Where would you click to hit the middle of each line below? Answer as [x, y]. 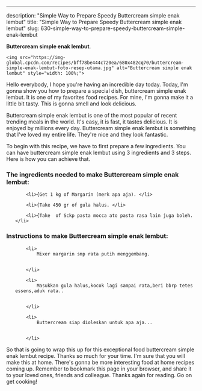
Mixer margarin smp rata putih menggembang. [93, 254]
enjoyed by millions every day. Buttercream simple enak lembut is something [101, 128]
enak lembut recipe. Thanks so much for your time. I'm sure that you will [96, 355]
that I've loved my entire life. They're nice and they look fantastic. [87, 134]
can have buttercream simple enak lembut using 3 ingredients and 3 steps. [99, 152]
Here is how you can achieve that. [48, 159]
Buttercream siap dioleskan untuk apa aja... [95, 322]
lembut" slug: [23, 28]
